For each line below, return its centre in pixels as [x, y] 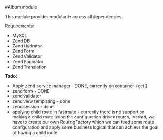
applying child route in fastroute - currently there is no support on [78, 112]
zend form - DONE [31, 91]
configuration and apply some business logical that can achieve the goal [85, 127]
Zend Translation [29, 67]
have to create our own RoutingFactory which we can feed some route [83, 122]
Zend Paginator [28, 61]
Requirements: [20, 26]
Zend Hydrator [27, 46]
